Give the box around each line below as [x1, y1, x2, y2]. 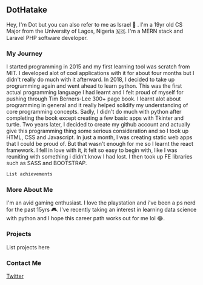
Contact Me [6, 258, 42, 267]
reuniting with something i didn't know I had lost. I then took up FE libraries [6, 153, 193, 160]
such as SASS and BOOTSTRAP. [6, 160, 87, 167]
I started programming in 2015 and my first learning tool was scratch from [6, 63, 190, 70]
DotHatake [6, 5, 47, 15]
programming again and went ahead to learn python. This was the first [6, 82, 182, 90]
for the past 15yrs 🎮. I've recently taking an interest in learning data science [6, 206, 197, 214]
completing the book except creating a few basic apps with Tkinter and [6, 114, 184, 122]
